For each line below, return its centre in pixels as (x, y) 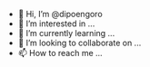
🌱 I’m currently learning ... (66, 33)
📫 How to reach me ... (60, 53)
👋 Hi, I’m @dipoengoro (60, 14)
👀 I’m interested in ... (56, 24)
